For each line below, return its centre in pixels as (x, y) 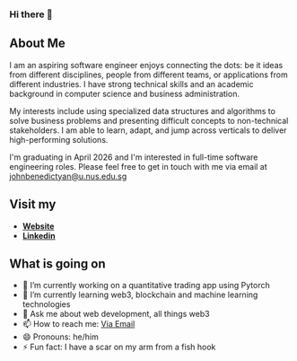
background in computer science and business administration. (125, 93)
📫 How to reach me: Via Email (79, 324)
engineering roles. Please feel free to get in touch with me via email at (138, 166)
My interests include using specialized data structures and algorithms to (143, 110)
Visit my (33, 204)
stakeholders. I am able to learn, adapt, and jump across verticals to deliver (148, 130)
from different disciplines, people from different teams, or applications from (149, 75)
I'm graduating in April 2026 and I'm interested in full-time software (134, 157)
